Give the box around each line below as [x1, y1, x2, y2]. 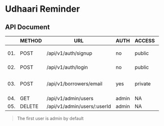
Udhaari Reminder [5, 3, 80, 15]
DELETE [20, 103, 39, 109]
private [134, 81, 151, 87]
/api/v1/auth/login [46, 64, 88, 70]
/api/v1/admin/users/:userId [46, 103, 111, 109]
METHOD [20, 38, 42, 44]
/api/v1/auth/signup [46, 50, 93, 57]
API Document [5, 23, 50, 31]
